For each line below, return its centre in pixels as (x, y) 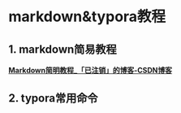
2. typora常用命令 (53, 98)
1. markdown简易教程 (63, 49)
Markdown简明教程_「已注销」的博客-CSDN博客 (90, 70)
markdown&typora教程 (87, 17)
